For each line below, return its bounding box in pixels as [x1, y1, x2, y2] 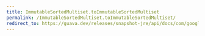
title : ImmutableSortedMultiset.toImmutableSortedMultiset [6, 9, 160, 15]
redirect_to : [6, 20, 40, 26]
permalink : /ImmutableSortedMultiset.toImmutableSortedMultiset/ [6, 15, 176, 21]
